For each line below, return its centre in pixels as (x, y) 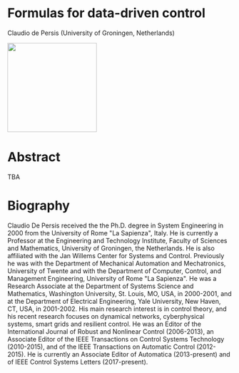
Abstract (34, 157)
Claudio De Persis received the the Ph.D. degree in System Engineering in (116, 225)
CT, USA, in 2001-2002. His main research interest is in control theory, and (117, 309)
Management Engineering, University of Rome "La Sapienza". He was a (112, 278)
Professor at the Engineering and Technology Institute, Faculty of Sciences (117, 240)
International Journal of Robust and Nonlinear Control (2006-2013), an (111, 331)
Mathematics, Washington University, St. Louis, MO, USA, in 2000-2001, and (119, 293)
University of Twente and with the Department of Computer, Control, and (114, 271)
